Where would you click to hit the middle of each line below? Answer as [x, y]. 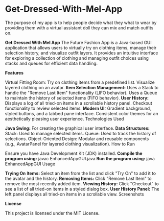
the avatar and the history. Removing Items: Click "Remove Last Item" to [78, 178]
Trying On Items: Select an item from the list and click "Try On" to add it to [81, 173]
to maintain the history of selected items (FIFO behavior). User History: [77, 98]
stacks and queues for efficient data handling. [51, 63]
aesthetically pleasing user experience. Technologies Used [65, 119]
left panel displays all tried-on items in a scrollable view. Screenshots [75, 194]
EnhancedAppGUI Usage [30, 164]
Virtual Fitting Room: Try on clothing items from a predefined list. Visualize [80, 82]
